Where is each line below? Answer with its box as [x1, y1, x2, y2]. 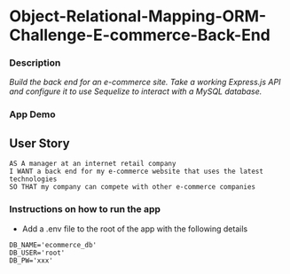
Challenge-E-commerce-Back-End [9, 25, 270, 45]
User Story [9, 136, 70, 151]
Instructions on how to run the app [9, 203, 161, 215]
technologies [9, 175, 58, 184]
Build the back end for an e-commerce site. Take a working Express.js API [9, 77, 281, 88]
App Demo [9, 108, 56, 121]
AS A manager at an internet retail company [9, 160, 176, 168]
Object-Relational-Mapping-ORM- [9, 6, 267, 27]
